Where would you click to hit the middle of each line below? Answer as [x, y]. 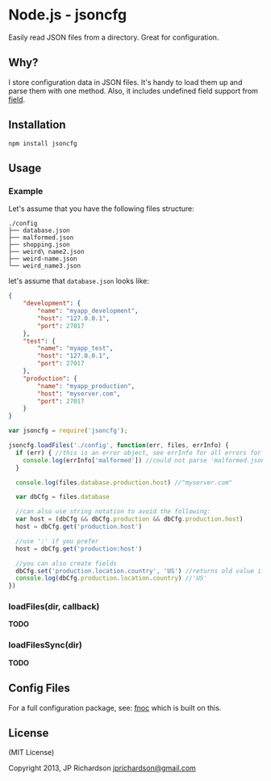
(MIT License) [31, 753]
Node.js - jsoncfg [68, 15]
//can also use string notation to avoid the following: [113, 512]
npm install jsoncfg [43, 143]
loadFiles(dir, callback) [54, 606]
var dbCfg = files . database [63, 497]
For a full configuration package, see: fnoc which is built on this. [115, 707]
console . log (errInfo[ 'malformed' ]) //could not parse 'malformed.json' [146, 460]
